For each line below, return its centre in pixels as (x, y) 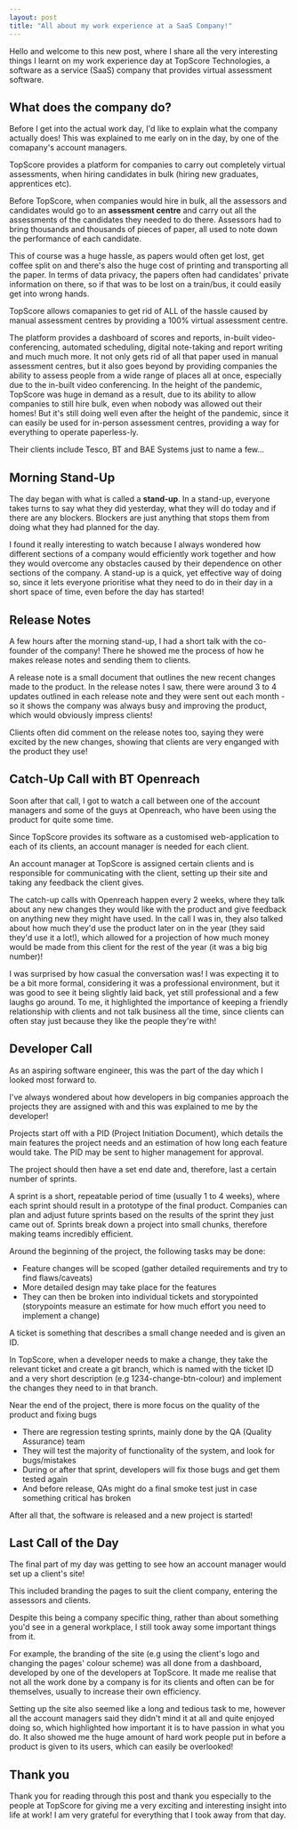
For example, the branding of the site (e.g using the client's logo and (134, 1654)
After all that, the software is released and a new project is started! (131, 1515)
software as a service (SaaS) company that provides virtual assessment (141, 70)
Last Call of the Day (64, 1543)
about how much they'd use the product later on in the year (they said (137, 928)
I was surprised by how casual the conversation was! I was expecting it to (144, 973)
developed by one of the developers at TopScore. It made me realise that (143, 1672)
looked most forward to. (53, 1080)
